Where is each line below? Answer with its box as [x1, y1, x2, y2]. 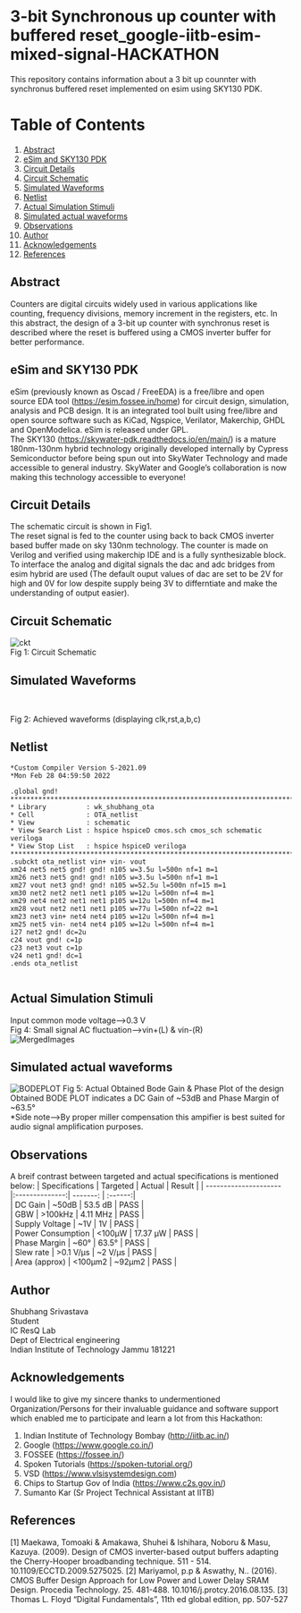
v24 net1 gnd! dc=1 [10, 950, 83, 960]
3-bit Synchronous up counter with [10, 6, 277, 27]
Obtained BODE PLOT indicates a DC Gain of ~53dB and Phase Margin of [10, 1093, 280, 1103]
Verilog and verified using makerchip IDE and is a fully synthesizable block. [10, 550, 287, 561]
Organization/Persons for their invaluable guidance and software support [10, 1403, 280, 1414]
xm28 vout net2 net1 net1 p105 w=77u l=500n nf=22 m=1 [10, 904, 219, 913]
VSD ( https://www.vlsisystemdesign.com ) [22, 1468, 178, 1479]
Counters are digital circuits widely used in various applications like [10, 298, 258, 309]
